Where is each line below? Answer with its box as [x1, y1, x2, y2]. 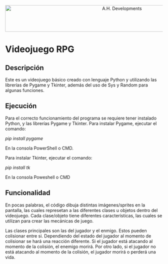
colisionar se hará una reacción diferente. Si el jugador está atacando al [5, 238, 153, 244]
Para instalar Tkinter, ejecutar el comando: [5, 154, 92, 160]
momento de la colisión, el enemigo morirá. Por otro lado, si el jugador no [5, 243, 156, 249]
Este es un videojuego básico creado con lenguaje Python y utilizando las [5, 77, 157, 82]
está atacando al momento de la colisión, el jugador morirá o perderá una [5, 248, 156, 254]
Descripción [5, 63, 44, 72]
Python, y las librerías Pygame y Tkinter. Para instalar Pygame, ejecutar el [5, 120, 157, 126]
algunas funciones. [5, 87, 44, 93]
